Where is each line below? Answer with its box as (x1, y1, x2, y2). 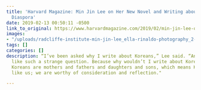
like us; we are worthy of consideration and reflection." (11, 70, 162, 76)
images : (6, 31, 26, 37)
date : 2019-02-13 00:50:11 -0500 (6, 20, 90, 26)
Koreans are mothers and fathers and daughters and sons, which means (11, 64, 191, 70)
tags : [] (6, 42, 28, 48)
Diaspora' (11, 14, 36, 20)
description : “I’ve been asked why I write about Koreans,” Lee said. (6, 53, 186, 59)
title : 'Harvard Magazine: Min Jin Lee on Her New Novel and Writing (6, 8, 184, 15)
